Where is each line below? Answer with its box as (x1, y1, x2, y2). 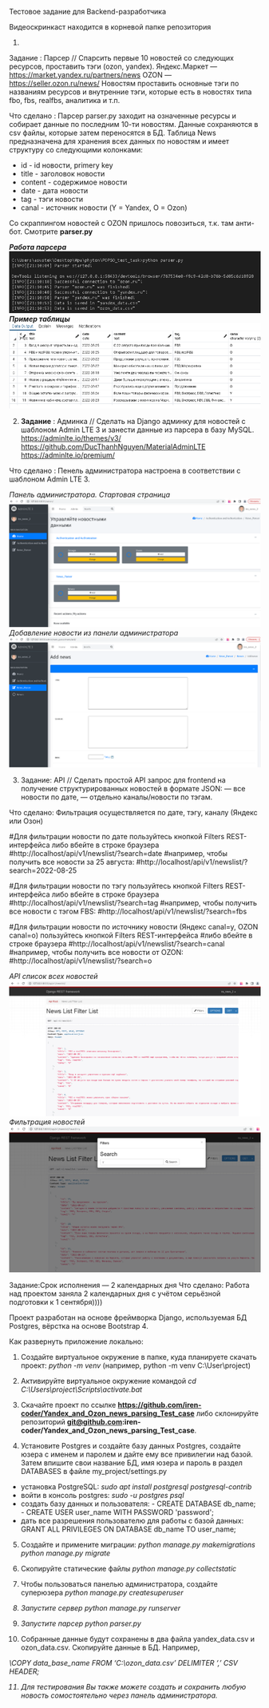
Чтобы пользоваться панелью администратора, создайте (20, 1579, 219, 1589)
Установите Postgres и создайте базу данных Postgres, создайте (20, 1441, 242, 1451)
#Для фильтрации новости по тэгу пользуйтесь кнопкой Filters (9, 882, 224, 891)
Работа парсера (9, 243, 67, 252)
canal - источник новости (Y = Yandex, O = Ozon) (20, 203, 188, 212)
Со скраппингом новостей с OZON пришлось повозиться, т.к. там (9, 219, 235, 228)
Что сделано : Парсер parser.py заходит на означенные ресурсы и (9, 111, 236, 121)
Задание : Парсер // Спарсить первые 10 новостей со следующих (9, 53, 235, 62)
